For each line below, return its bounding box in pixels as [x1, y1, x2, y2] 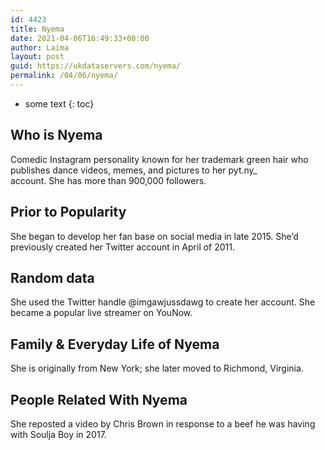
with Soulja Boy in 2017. [10, 428, 107, 440]
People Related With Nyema [10, 391, 188, 408]
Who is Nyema [10, 127, 103, 144]
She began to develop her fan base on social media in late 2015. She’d [10, 230, 299, 242]
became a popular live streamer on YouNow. [10, 307, 193, 319]
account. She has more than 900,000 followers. [10, 174, 207, 186]
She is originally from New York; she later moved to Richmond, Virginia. [10, 362, 304, 375]
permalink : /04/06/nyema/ [10, 71, 118, 81]
